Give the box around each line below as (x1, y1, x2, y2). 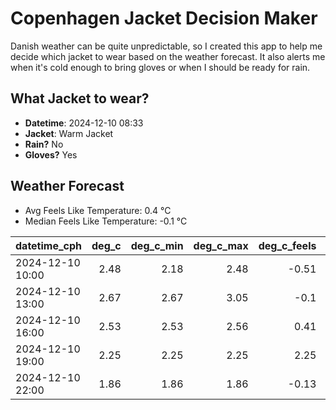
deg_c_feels (258, 238, 317, 252)
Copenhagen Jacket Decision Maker (10, 7, 318, 30)
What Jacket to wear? (10, 90, 150, 107)
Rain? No (24, 138, 64, 150)
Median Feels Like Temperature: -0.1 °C (24, 215, 188, 227)
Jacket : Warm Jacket (24, 127, 114, 139)
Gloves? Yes (24, 148, 78, 161)
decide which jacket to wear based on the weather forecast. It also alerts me (10, 50, 326, 62)
